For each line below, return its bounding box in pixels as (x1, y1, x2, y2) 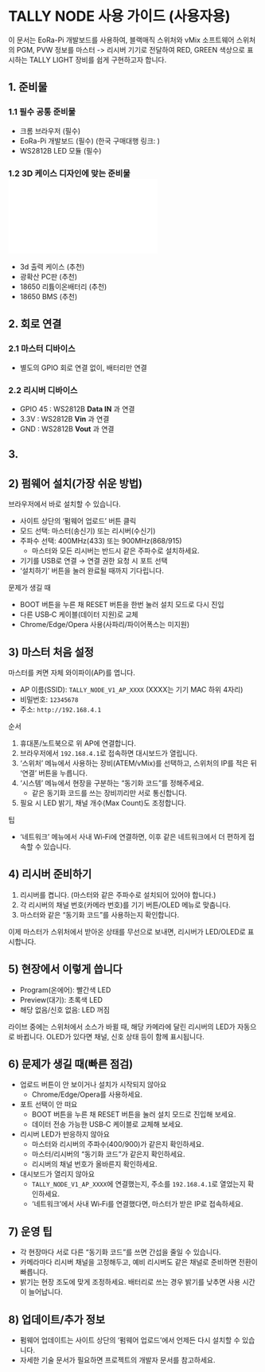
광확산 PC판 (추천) (19, 271, 78, 281)
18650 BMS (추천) (19, 291, 78, 301)
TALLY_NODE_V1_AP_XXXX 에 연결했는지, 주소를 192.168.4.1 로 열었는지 (31, 1179, 246, 1189)
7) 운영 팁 (8, 1225, 53, 1238)
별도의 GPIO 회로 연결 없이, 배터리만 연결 (19, 363, 147, 372)
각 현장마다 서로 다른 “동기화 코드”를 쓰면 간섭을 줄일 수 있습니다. (19, 1247, 221, 1257)
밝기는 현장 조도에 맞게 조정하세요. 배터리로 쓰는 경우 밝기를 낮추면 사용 (19, 1277, 241, 1287)
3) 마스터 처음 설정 (8, 645, 94, 659)
